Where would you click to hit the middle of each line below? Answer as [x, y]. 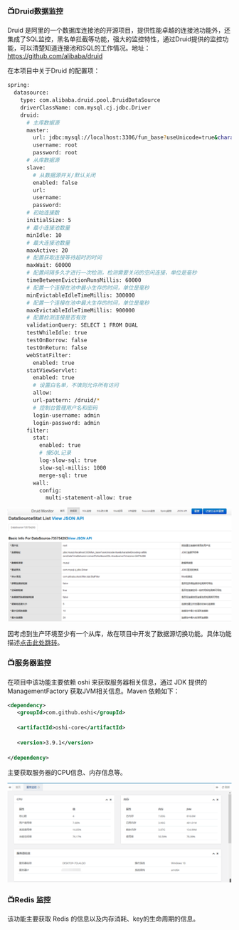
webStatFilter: [49, 355]
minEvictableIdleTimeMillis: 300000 [80, 295]
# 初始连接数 [43, 213]
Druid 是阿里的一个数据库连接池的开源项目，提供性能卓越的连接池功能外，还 [119, 31]
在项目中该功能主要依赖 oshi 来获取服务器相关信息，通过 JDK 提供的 [107, 682]
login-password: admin [67, 423]
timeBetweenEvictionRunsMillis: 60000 [84, 280]
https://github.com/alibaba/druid [55, 56]
